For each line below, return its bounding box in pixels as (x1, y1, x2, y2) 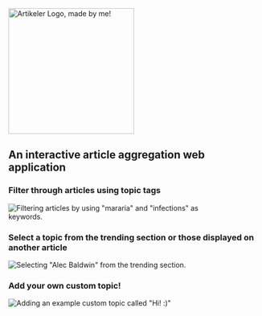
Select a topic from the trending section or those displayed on (8, 232, 255, 243)
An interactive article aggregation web (8, 148, 205, 162)
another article (8, 241, 68, 252)
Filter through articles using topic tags (8, 185, 162, 196)
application (8, 161, 67, 174)
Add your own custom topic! (8, 280, 121, 291)
